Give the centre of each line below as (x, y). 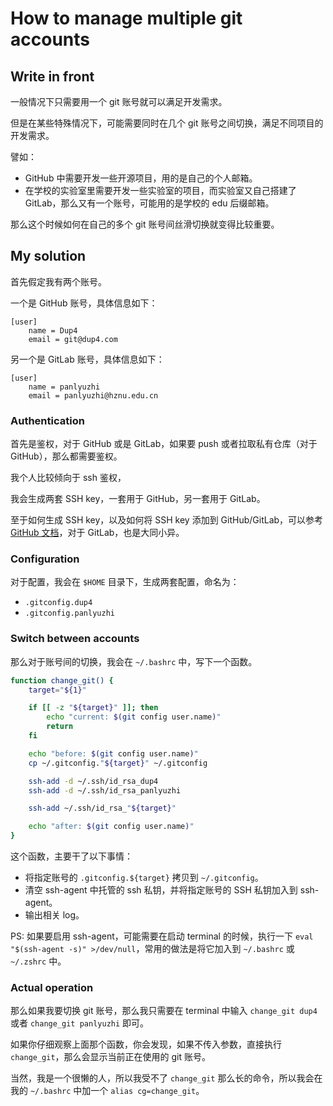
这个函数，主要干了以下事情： (71, 856)
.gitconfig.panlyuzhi (69, 613)
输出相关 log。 (54, 915)
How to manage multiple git (126, 18)
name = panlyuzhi (64, 387)
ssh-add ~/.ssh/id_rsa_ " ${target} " (102, 808)
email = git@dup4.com (73, 339)
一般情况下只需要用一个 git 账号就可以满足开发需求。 (119, 101)
